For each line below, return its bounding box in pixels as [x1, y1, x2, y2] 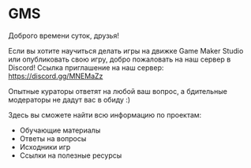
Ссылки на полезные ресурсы [19, 151, 122, 160]
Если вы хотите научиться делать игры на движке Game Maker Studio [8, 46, 244, 55]
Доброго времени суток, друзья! [8, 31, 120, 40]
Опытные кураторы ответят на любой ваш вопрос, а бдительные [8, 86, 227, 95]
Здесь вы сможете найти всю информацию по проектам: [8, 110, 202, 119]
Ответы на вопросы [19, 133, 87, 143]
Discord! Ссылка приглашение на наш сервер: [8, 62, 164, 72]
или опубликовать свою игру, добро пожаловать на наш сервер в [8, 54, 231, 64]
